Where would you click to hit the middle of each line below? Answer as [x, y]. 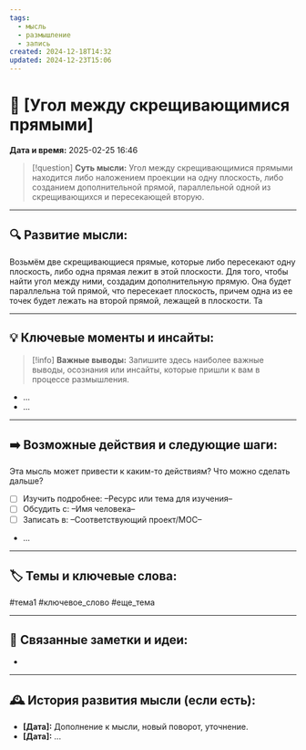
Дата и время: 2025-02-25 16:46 [74, 150]
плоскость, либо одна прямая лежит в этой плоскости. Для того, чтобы [149, 271]
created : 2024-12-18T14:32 [61, 52]
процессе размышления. [81, 379]
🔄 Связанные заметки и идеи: [99, 640]
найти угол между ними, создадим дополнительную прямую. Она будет [150, 281]
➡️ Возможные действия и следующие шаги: [143, 445]
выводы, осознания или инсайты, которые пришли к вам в [146, 370]
